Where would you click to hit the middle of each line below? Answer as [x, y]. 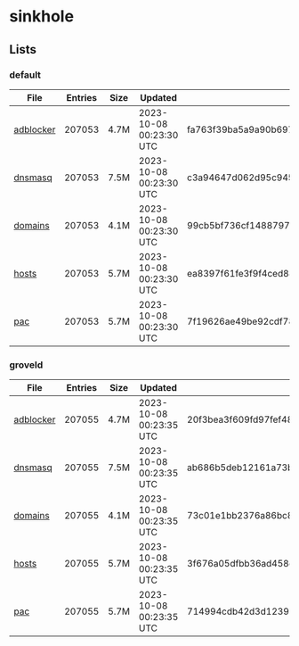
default [25, 75]
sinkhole [41, 17]
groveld [26, 365]
